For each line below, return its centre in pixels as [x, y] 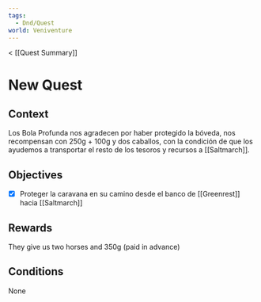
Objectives [36, 175]
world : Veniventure [40, 30]
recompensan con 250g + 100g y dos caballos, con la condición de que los [130, 141]
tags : [17, 15]
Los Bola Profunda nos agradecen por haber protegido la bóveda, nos [122, 133]
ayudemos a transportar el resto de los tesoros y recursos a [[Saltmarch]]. [129, 150]
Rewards [30, 228]
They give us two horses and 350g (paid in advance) [94, 247]
